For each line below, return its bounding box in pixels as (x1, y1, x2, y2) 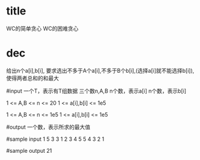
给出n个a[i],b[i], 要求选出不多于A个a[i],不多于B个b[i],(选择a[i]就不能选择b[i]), (6, 67, 195, 74)
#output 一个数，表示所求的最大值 (6, 123, 91, 131)
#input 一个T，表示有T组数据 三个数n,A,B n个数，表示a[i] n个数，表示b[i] (6, 87, 187, 94)
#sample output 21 (6, 147, 52, 154)
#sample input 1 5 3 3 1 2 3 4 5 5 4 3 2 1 (6, 135, 105, 143)
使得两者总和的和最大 (6, 74, 59, 82)
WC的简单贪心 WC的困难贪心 (6, 25, 79, 32)
